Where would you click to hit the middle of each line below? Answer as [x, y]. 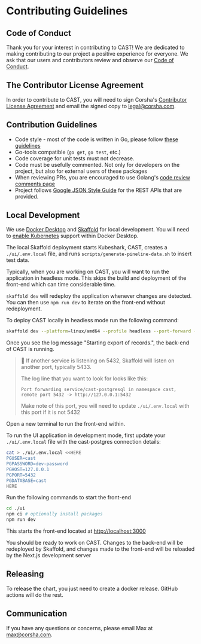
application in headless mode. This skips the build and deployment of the [96, 278]
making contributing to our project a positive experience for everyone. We [97, 54]
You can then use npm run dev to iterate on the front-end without [86, 303]
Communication [37, 614]
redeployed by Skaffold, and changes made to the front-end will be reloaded [100, 549]
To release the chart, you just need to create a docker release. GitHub [92, 588]
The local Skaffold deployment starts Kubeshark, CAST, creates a [87, 248]
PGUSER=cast [21, 459]
